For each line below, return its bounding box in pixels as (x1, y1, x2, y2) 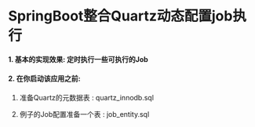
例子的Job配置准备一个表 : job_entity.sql (19, 109, 150, 118)
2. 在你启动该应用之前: (8, 74, 81, 83)
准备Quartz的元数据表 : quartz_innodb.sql (19, 93, 155, 102)
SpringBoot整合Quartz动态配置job (8, 7, 233, 25)
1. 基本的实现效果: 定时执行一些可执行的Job (8, 54, 149, 63)
